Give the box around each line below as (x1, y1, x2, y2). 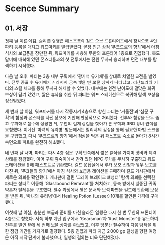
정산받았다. (5, 98, 27, 104)
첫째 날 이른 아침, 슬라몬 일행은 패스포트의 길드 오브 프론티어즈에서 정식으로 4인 (5, 38, 157, 43)
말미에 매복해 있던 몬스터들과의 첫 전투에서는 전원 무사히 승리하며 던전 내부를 (5, 56, 152, 62)
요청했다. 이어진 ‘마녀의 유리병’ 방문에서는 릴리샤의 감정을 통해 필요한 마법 (5, 127, 146, 132)
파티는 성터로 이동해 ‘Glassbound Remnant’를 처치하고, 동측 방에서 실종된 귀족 (5, 181, 157, 186)
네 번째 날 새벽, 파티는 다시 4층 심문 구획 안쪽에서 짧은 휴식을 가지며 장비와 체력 (5, 150, 157, 156)
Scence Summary (5, 3, 80, 14)
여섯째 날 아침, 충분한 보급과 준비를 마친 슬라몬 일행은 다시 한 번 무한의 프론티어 (5, 209, 157, 215)
